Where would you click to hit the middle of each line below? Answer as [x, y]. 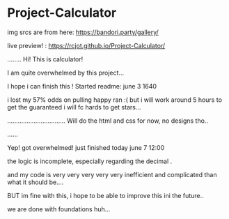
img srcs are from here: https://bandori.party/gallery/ [83, 32]
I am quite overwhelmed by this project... [65, 73]
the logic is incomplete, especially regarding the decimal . [90, 161]
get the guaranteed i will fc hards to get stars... [74, 107]
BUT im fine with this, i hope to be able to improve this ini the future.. [105, 195]
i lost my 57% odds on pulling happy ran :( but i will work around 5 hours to [115, 100]
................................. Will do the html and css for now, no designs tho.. [108, 121]
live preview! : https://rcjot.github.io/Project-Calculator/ [86, 45]
